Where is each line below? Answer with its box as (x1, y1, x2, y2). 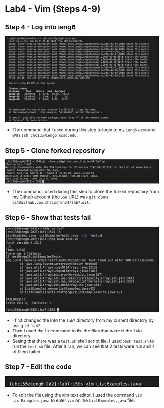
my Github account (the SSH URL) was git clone (12, 194, 109, 200)
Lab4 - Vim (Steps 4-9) (5, 3, 101, 15)
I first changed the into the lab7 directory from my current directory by (12, 317, 154, 323)
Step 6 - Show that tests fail (5, 213, 91, 222)
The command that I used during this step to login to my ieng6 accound (12, 127, 156, 133)
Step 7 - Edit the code (5, 362, 72, 371)
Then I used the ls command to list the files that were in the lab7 (12, 328, 143, 333)
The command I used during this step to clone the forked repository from (12, 189, 159, 195)
